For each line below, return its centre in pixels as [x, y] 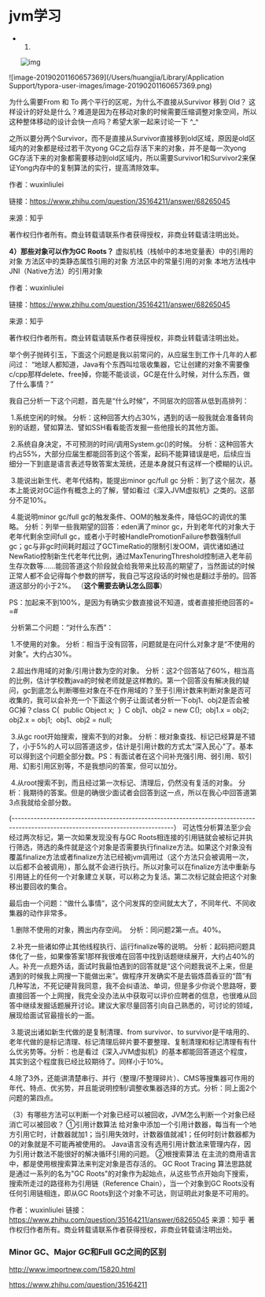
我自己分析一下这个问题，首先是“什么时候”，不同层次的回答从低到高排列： [129, 400]
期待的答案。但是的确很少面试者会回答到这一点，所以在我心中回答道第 [143, 792]
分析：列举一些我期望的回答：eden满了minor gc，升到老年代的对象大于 [140, 526]
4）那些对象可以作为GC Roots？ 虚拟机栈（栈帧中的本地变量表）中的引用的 [131, 251]
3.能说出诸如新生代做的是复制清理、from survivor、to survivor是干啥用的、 [132, 1032]
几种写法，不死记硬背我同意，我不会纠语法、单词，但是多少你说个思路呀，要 [133, 986]
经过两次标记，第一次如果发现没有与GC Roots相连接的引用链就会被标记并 [128, 837]
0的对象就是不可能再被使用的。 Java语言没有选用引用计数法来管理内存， [127, 1144]
